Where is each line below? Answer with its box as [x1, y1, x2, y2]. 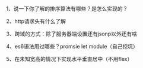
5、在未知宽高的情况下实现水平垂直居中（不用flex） [6, 56, 133, 62]
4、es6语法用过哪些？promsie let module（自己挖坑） [6, 43, 138, 50]
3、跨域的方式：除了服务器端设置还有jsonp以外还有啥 [6, 30, 138, 37]
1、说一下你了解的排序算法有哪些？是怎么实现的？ [6, 5, 128, 12]
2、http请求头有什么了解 [6, 18, 66, 25]
